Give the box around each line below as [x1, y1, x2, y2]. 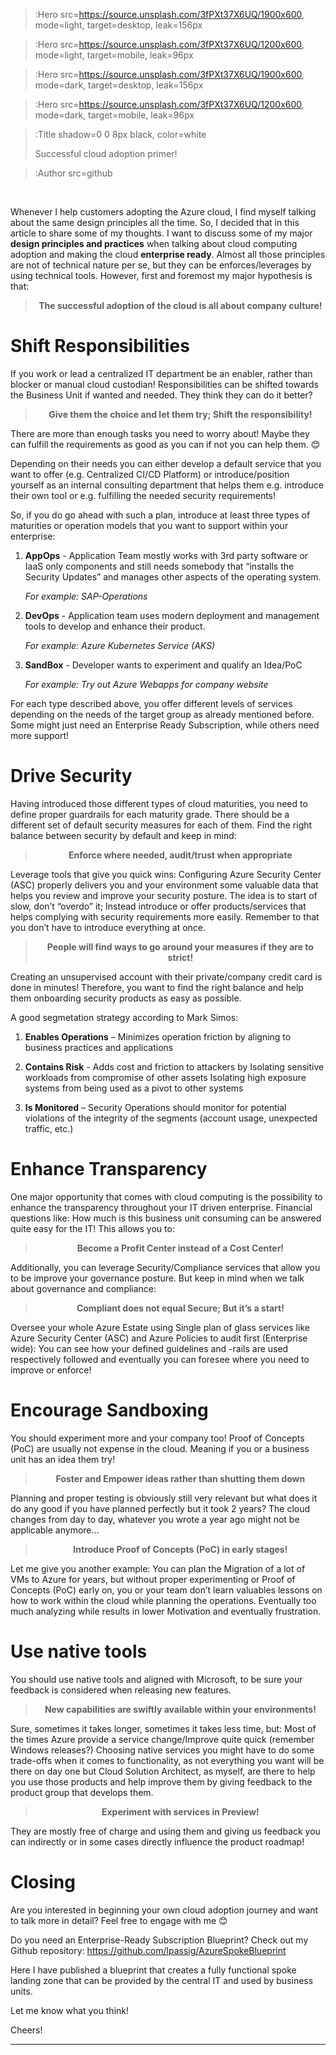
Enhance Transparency [10, 1158, 208, 1181]
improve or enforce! [10, 1364, 92, 1376]
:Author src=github [34, 167, 113, 179]
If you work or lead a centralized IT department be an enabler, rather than [10, 367, 313, 379]
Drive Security [10, 765, 133, 788]
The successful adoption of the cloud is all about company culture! [38, 300, 323, 311]
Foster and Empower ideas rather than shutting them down [55, 1472, 306, 1484]
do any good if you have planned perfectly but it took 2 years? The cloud [10, 1502, 311, 1514]
